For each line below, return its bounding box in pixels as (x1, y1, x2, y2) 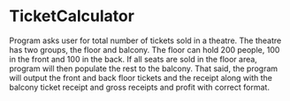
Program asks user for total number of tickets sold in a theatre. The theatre (9, 35, 282, 46)
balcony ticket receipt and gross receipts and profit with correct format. (9, 82, 270, 92)
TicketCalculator (9, 6, 135, 26)
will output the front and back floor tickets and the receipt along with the (9, 72, 272, 83)
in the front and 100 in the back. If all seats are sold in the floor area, (9, 54, 258, 64)
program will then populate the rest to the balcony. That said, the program (9, 63, 279, 74)
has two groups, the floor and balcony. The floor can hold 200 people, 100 (9, 44, 280, 54)
